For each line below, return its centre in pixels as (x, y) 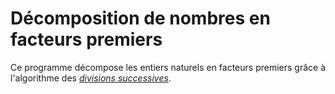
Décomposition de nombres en (140, 18)
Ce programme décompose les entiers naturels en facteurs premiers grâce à (168, 67)
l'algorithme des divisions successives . (91, 78)
